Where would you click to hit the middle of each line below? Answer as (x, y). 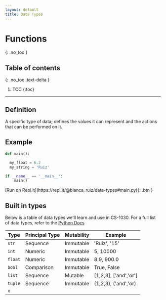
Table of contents (33, 68)
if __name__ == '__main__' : (34, 176)
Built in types (26, 206)
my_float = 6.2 (25, 163)
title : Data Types (24, 14)
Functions (26, 39)
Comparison (39, 267)
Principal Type (42, 235)
